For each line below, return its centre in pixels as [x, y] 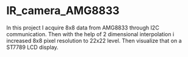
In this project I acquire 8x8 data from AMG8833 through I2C [83, 28]
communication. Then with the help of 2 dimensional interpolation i [90, 34]
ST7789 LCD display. [33, 47]
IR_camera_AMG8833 [63, 11]
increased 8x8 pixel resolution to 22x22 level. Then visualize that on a [94, 40]
